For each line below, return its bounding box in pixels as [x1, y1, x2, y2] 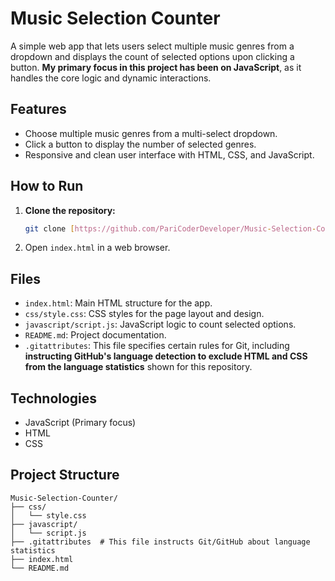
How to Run [10, 178, 84, 195]
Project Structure [10, 467, 120, 484]
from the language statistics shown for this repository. [24, 361, 253, 373]
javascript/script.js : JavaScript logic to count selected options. [24, 318, 297, 331]
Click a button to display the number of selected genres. [24, 138, 257, 150]
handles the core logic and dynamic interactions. [10, 72, 212, 84]
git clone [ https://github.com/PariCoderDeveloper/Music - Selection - [24, 223, 317, 234]
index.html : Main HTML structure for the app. [24, 297, 213, 309]
